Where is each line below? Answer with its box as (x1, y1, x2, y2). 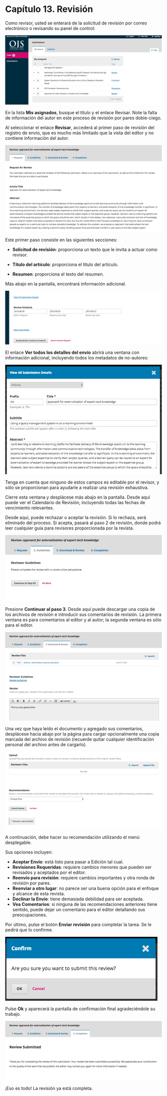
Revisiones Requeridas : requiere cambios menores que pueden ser (12, 864, 152, 870)
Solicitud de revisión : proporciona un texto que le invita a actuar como (12, 247, 158, 253)
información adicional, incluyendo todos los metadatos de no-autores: (5, 354, 149, 360)
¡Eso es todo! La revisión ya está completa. (5, 1085, 93, 1091)
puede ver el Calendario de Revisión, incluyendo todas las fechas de (5, 499, 146, 505)
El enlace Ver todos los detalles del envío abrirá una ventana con (5, 349, 140, 355)
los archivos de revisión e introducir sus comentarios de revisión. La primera (5, 611, 162, 617)
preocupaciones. (12, 912, 47, 918)
